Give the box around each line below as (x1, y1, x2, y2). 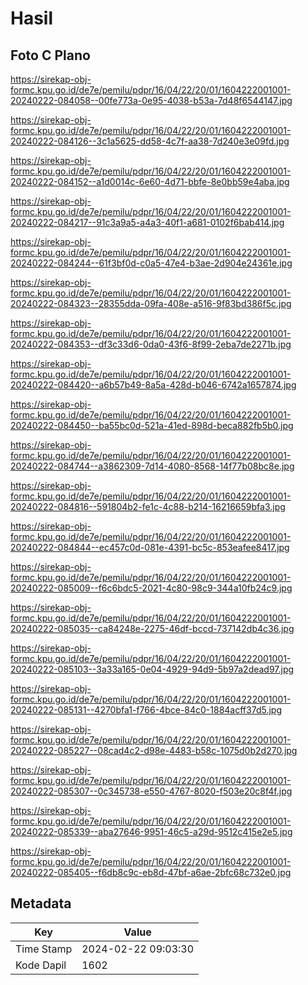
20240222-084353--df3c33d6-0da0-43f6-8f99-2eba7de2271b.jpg (10, 338, 292, 350)
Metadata (10, 895, 72, 912)
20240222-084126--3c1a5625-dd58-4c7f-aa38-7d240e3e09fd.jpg (10, 135, 290, 147)
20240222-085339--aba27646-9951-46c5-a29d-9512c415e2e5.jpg (10, 826, 293, 837)
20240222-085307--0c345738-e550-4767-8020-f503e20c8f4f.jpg (10, 785, 293, 797)
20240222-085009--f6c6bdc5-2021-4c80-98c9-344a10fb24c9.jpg (10, 582, 293, 594)
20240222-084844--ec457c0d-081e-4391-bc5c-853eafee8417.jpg (10, 542, 290, 553)
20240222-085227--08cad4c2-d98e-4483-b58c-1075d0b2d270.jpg (10, 745, 298, 756)
